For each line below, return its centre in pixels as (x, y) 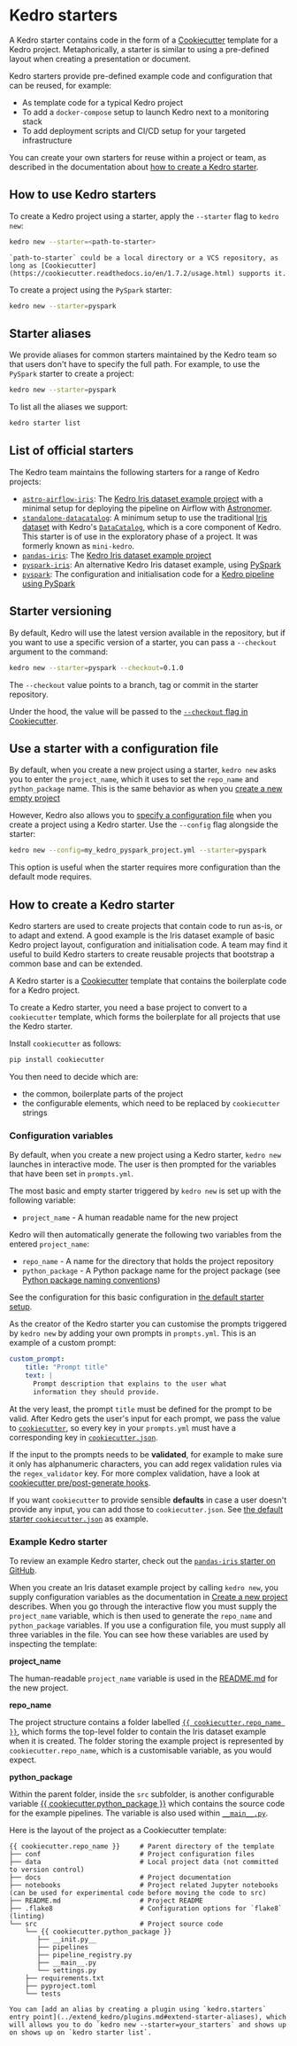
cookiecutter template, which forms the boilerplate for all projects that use (145, 1017)
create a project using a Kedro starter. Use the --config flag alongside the (144, 824)
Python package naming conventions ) (91, 1280)
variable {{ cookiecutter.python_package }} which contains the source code (147, 1803)
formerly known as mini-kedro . (78, 545)
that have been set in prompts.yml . (72, 1174)
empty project (34, 798)
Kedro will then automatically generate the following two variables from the (145, 1235)
